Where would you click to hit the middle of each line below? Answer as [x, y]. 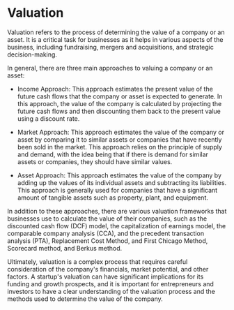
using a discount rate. [48, 118]
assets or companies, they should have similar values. [95, 161]
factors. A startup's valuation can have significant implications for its [106, 276]
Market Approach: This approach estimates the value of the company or [121, 132]
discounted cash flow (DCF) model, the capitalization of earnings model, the [117, 226]
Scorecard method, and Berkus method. [65, 248]
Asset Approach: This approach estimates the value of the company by [119, 175]
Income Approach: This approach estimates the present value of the [115, 89]
